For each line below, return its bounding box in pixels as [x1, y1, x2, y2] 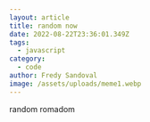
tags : [9, 37, 29, 47]
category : [9, 54, 46, 63]
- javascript [17, 46, 66, 55]
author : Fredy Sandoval [9, 71, 98, 80]
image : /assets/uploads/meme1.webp [9, 79, 142, 88]
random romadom [9, 103, 76, 114]
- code [17, 63, 42, 72]
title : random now [9, 21, 78, 30]
